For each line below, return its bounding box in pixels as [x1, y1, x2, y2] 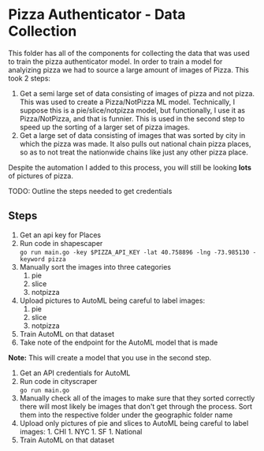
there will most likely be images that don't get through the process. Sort [19, 401, 253, 411]
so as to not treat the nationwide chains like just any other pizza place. [19, 147, 248, 157]
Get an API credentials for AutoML [19, 368, 131, 378]
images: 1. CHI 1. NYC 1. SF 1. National [19, 427, 143, 436]
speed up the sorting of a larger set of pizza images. [19, 122, 191, 132]
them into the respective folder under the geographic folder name [19, 410, 233, 419]
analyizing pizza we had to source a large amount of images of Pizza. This [8, 65, 250, 74]
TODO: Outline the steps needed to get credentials [8, 186, 173, 196]
